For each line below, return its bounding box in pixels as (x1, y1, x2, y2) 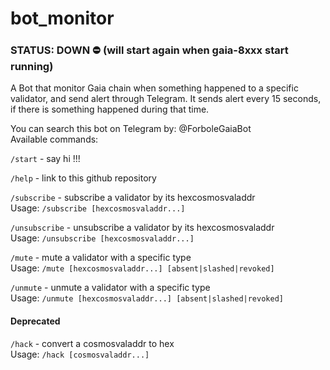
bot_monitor (10, 7, 115, 30)
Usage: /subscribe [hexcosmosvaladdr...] (10, 202, 186, 214)
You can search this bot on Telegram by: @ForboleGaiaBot (10, 123, 252, 135)
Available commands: (10, 133, 99, 146)
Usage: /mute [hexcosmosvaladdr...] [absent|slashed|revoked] (10, 262, 275, 274)
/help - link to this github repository (10, 172, 157, 184)
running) (10, 60, 54, 74)
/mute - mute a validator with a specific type (10, 252, 192, 264)
